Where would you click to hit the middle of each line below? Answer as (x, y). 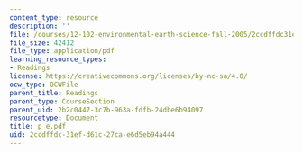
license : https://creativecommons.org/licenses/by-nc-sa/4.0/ (129, 76)
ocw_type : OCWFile (44, 85)
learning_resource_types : (58, 59)
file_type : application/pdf (62, 51)
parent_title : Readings (54, 93)
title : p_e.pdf (38, 127)
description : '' (40, 26)
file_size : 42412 (42, 43)
